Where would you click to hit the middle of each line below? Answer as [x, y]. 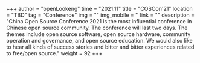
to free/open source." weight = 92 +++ [54, 53]
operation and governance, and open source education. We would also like [100, 40]
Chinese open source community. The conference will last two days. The [97, 28]
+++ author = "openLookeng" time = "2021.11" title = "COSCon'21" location [100, 9]
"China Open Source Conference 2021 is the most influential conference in [99, 21]
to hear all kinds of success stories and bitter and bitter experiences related [100, 47]
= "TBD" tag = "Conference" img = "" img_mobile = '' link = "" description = [101, 15]
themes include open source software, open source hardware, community [98, 34]
